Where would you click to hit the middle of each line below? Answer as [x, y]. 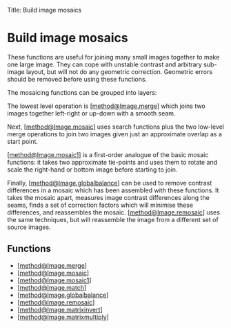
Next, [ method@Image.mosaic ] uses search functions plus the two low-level [115, 127]
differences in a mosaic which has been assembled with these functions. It [113, 190]
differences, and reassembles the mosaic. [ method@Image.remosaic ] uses [114, 212]
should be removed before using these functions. [77, 79]
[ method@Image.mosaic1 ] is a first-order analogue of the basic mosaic [108, 154]
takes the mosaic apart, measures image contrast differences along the [109, 197]
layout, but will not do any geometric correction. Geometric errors [119, 71]
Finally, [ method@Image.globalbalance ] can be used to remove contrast [110, 183]
